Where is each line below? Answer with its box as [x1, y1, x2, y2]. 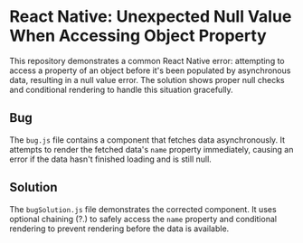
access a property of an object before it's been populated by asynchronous [9, 65, 291, 76]
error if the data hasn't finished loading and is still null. [9, 154, 213, 164]
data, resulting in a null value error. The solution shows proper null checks [9, 74, 285, 85]
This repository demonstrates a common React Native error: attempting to [9, 55, 285, 66]
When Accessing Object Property [9, 25, 267, 46]
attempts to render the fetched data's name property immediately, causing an [9, 144, 294, 154]
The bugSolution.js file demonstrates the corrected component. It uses [9, 203, 278, 214]
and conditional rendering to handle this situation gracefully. [9, 84, 233, 95]
